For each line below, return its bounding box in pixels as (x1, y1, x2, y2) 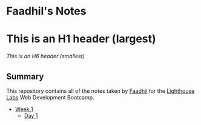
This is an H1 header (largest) (6, 32, 156, 46)
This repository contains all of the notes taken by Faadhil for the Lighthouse (6, 87, 195, 95)
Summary (6, 71, 44, 81)
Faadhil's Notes (6, 4, 87, 18)
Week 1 (15, 106, 33, 113)
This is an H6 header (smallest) (6, 52, 85, 59)
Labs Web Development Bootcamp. (6, 94, 95, 101)
